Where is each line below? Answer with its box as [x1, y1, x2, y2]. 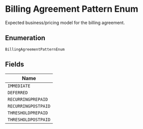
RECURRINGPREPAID [7, 97, 48, 102]
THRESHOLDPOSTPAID [7, 117, 51, 122]
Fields [5, 60, 25, 69]
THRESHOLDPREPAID [7, 110, 48, 116]
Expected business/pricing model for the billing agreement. [5, 20, 125, 26]
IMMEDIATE [7, 83, 30, 89]
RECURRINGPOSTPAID [7, 103, 51, 109]
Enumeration [5, 34, 46, 42]
